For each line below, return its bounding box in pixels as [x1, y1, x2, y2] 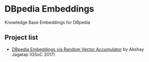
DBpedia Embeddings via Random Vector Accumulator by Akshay [11, 46, 144, 52]
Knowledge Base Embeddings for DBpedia [4, 19, 90, 25]
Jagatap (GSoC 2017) [11, 51, 55, 57]
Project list [4, 33, 38, 42]
